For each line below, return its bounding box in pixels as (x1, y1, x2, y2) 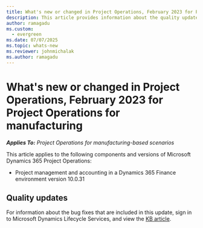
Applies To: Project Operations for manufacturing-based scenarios (6, 139, 175, 146)
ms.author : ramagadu (6, 54, 59, 60)
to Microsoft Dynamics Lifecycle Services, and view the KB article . (6, 215, 172, 223)
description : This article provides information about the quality (6, 15, 180, 21)
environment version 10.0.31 (14, 175, 85, 183)
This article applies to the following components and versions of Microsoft (6, 150, 192, 158)
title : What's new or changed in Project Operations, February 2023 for (6, 8, 193, 15)
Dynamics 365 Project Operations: (6, 157, 92, 164)
